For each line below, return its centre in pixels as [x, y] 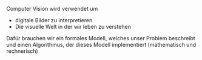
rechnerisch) [22, 51]
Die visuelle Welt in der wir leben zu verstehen [73, 27]
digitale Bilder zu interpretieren [54, 20]
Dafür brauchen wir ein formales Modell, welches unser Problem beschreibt [101, 38]
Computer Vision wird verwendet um [52, 9]
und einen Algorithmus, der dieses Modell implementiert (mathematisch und [101, 45]
